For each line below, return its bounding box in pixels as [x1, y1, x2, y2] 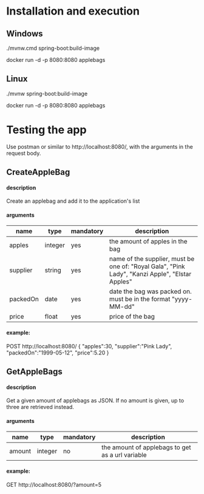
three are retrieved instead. [6, 404, 75, 411]
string [44, 266, 62, 274]
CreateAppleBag [6, 167, 70, 177]
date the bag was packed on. [109, 287, 192, 296]
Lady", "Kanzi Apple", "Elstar [109, 269, 192, 278]
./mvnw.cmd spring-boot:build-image [6, 44, 100, 52]
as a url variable [101, 450, 147, 459]
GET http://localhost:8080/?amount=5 [6, 481, 102, 488]
